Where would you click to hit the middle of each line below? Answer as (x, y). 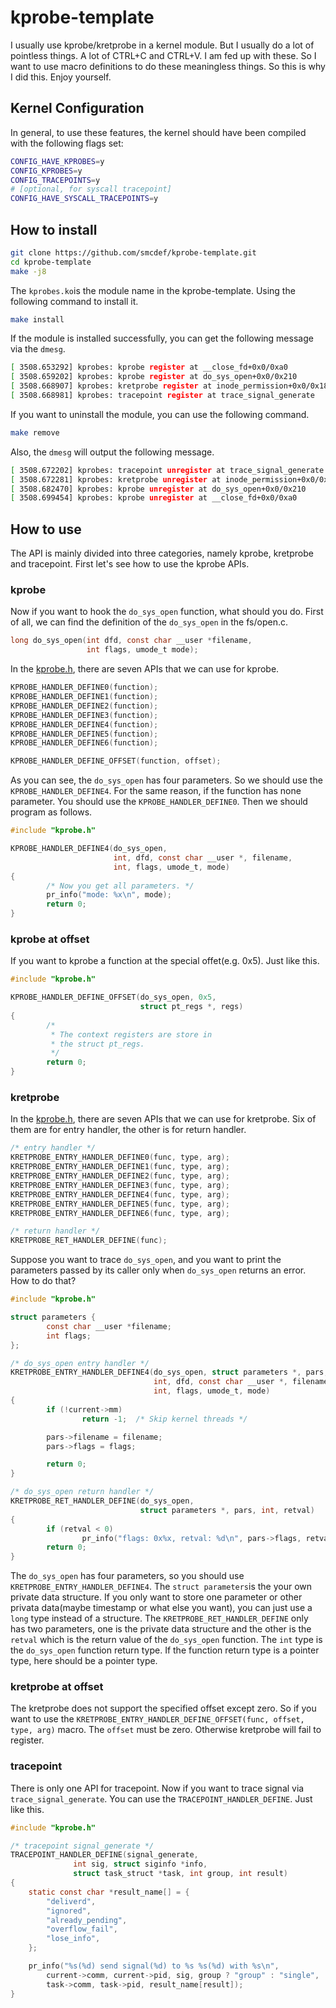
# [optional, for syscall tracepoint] (91, 189)
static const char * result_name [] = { (109, 1892)
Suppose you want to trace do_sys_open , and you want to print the (146, 1260)
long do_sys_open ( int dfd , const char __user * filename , (131, 641)
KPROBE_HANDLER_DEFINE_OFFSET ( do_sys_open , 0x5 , (113, 997)
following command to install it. (74, 301)
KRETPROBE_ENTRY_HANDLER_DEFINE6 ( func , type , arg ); (120, 1213)
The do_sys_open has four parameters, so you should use (127, 1576)
